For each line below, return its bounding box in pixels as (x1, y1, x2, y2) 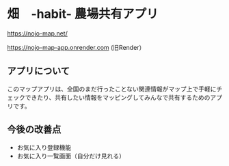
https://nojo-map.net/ (7, 29, 68, 38)
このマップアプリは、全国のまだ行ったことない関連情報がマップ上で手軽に (7, 85, 217, 93)
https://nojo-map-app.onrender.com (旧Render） (7, 43, 146, 51)
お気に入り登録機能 (16, 143, 72, 151)
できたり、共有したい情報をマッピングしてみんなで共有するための (25, 93, 211, 101)
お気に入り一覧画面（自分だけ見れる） (16, 152, 125, 160)
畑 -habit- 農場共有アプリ (7, 6, 159, 22)
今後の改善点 (7, 124, 62, 135)
